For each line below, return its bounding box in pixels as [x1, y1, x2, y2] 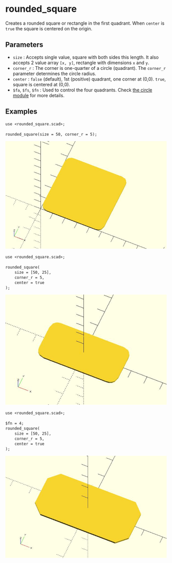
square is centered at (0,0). [12, 81, 71, 87]
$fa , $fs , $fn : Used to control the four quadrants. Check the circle [12, 87, 153, 93]
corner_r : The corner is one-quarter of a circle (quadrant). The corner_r [12, 65, 166, 71]
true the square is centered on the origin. [5, 25, 93, 31]
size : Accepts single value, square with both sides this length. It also [12, 54, 159, 60]
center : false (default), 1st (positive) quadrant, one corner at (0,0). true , [12, 76, 166, 82]
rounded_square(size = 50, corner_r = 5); [5, 132, 97, 137]
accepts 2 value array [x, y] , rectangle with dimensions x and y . [12, 60, 149, 66]
